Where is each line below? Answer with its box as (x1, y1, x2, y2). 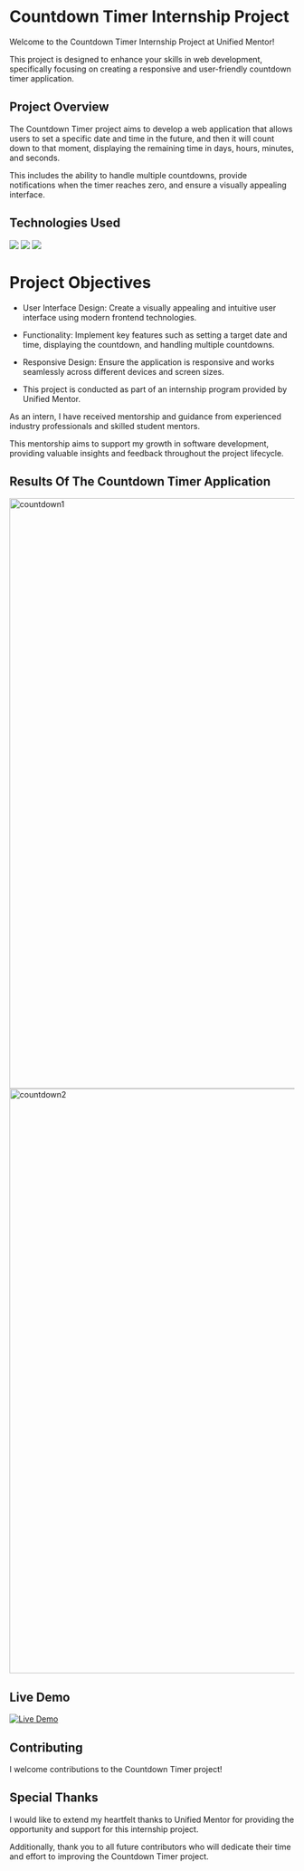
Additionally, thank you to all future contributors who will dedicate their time (9, 1841, 291, 1852)
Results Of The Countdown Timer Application (9, 474, 271, 489)
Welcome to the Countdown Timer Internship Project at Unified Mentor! (9, 36, 275, 47)
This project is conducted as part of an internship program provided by (22, 383, 288, 395)
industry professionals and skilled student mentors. (9, 420, 201, 431)
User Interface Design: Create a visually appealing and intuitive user (22, 302, 277, 313)
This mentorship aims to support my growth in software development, (9, 437, 270, 449)
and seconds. (9, 152, 61, 163)
